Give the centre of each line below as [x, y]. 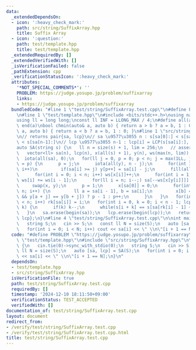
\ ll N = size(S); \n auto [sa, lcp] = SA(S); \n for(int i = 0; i [103, 251]
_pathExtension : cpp [36, 71]
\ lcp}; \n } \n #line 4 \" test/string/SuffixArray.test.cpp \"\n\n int [99, 218]
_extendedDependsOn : [36, 17]
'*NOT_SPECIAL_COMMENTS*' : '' [53, 88]
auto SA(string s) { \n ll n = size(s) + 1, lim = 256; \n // [96, 147]
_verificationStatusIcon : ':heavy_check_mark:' [70, 77]
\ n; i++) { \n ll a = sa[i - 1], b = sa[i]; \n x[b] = [104, 191]
